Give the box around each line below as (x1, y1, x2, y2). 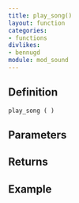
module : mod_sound (8, 57, 69, 64)
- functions (8, 33, 47, 42)
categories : (8, 26, 47, 34)
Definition (8, 85, 58, 100)
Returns (8, 155, 49, 169)
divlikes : (8, 41, 41, 49)
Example (8, 182, 52, 196)
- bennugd (8, 49, 41, 57)
